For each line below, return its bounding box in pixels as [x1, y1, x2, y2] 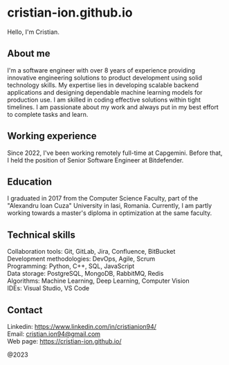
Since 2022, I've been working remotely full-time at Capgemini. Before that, [7, 149, 223, 157]
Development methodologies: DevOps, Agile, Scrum [7, 254, 156, 263]
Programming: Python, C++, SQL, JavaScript [7, 262, 135, 270]
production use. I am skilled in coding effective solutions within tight [7, 95, 201, 104]
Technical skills [7, 229, 76, 241]
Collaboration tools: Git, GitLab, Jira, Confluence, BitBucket [7, 247, 176, 256]
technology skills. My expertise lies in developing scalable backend [7, 81, 199, 89]
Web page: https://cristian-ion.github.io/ [7, 337, 122, 345]
